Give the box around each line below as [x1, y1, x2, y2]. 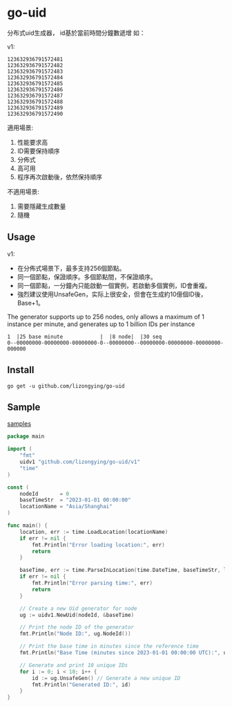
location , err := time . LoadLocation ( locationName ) [19, 528, 168, 535]
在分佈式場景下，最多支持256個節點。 [17, 264, 126, 272]
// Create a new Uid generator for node [19, 605, 137, 612]
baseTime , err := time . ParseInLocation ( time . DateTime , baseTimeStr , [19, 566, 221, 574]
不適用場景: [7, 187, 40, 195]
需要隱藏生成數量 [17, 202, 66, 211]
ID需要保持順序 [17, 147, 60, 155]
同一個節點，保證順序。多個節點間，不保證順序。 [17, 272, 157, 281]
